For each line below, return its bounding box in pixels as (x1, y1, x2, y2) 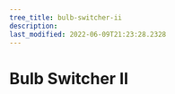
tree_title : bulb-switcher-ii (9, 13, 123, 22)
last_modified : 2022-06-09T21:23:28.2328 (9, 30, 167, 38)
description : (9, 21, 58, 30)
